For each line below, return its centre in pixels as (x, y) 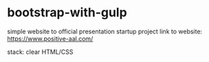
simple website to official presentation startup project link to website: (105, 31)
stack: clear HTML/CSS (40, 52)
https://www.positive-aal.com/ (50, 38)
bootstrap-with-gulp (67, 13)
